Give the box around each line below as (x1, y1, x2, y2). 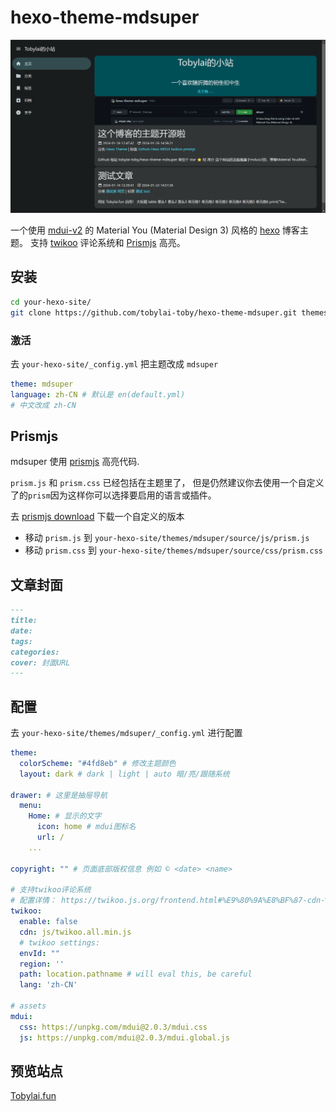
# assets (10, 1001, 47, 1011)
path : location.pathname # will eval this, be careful (19, 969, 253, 980)
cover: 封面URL (10, 657, 71, 668)
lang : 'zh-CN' (19, 980, 78, 990)
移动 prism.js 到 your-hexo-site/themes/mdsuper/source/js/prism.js (24, 532, 310, 544)
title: (10, 616, 38, 626)
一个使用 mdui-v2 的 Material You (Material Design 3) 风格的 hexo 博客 (10, 224, 300, 236)
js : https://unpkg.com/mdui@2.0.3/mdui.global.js (19, 1032, 230, 1043)
